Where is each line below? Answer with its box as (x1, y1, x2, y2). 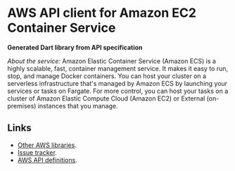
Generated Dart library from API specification (7, 43, 143, 51)
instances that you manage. (37, 101, 118, 110)
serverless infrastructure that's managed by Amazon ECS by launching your (7, 79, 227, 87)
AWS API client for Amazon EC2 (7, 5, 197, 21)
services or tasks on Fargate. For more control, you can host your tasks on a (7, 87, 229, 95)
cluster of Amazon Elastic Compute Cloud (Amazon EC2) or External (7, 94, 205, 103)
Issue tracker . (17, 148, 58, 156)
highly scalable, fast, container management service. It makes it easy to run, (7, 64, 229, 72)
